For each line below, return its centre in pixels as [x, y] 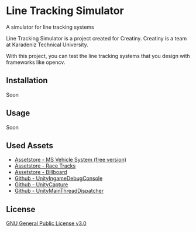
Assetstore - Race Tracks [45, 166]
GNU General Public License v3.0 [46, 223]
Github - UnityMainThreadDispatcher [59, 191]
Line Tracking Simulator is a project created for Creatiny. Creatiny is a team [97, 38]
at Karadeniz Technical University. [47, 45]
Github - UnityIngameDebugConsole [59, 178]
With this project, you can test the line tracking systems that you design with [98, 56]
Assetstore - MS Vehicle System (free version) [71, 160]
